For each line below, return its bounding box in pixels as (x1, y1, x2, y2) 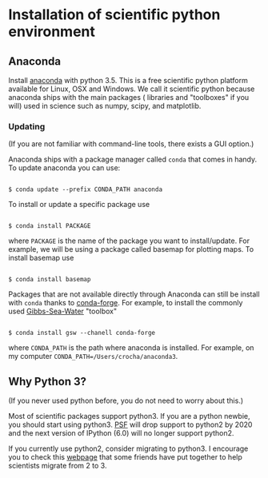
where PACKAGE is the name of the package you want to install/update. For (8, 236, 250, 245)
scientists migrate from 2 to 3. (8, 461, 107, 471)
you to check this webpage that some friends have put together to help (8, 452, 242, 462)
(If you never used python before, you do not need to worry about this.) (8, 396, 244, 405)
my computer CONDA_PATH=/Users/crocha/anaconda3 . (8, 352, 178, 361)
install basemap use (8, 253, 74, 263)
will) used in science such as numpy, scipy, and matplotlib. (8, 102, 202, 110)
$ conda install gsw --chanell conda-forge (8, 329, 156, 337)
